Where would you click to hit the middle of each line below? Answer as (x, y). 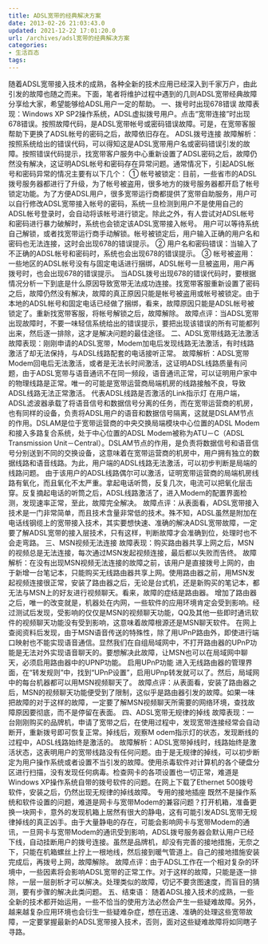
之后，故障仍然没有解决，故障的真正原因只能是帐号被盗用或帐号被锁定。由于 (134, 293)
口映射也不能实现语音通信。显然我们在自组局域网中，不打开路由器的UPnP (129, 642)
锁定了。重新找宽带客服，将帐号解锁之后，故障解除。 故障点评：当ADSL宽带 (134, 313)
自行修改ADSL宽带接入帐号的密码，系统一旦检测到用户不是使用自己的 (129, 203)
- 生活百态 (24, 53)
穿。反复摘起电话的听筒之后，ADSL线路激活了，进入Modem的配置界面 (124, 492)
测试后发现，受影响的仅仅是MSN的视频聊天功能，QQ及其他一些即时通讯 (133, 612)
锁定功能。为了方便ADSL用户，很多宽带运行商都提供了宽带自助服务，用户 (129, 193)
